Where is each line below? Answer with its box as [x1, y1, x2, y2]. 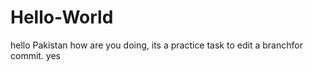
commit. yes [10, 49, 62, 61]
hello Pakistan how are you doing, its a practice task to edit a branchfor [10, 39, 303, 51]
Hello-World [10, 6, 114, 29]
